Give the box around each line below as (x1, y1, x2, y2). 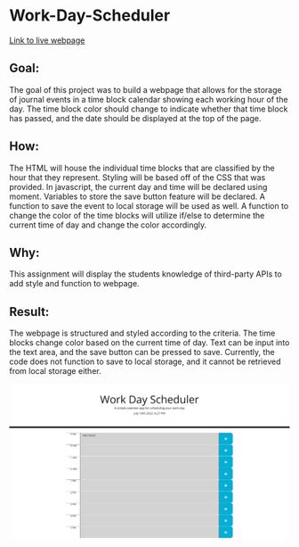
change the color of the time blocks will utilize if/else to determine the (9, 210, 265, 220)
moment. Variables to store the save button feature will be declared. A (9, 191, 265, 202)
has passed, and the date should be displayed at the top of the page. (9, 112, 262, 123)
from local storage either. (9, 366, 101, 377)
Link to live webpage (9, 35, 85, 46)
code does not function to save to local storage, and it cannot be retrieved (9, 356, 281, 367)
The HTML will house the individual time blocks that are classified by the (9, 162, 275, 173)
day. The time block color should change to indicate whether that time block (9, 104, 288, 114)
